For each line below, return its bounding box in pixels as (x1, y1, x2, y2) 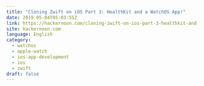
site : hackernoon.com (6, 25, 61, 32)
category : (6, 37, 32, 43)
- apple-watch (12, 48, 47, 55)
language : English (6, 31, 53, 38)
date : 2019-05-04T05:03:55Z (6, 15, 78, 21)
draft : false (6, 71, 39, 77)
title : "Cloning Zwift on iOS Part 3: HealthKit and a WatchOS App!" (6, 8, 186, 15)
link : (6, 20, 20, 26)
